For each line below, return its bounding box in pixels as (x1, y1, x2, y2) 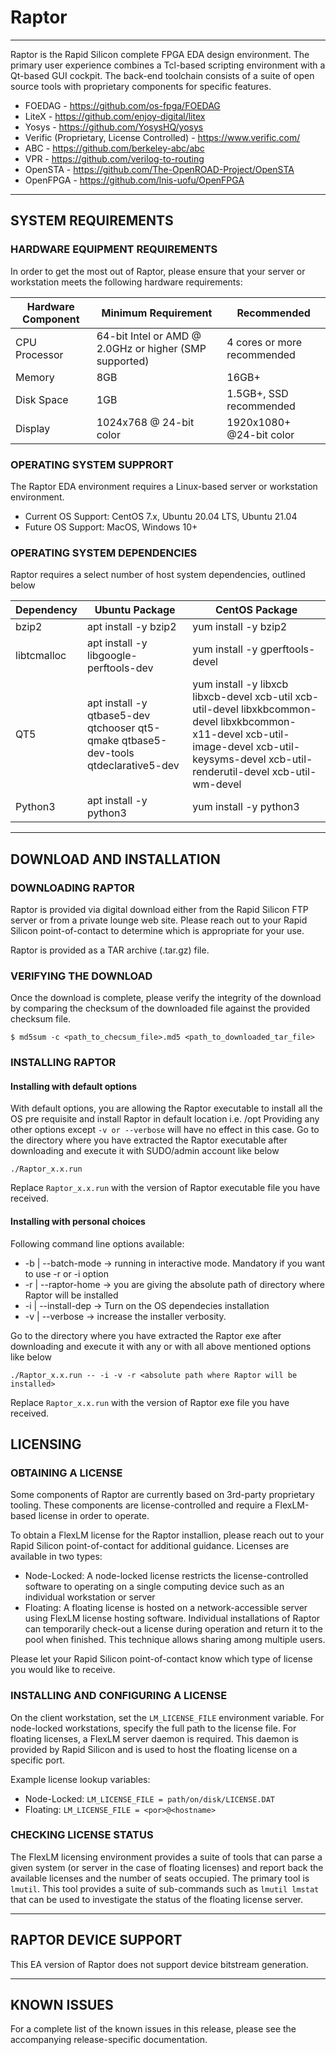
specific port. (10, 1754, 66, 1766)
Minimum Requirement (101, 306, 213, 320)
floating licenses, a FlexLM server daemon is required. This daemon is (10, 1732, 299, 1745)
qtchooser (87, 721, 136, 735)
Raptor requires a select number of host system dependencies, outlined (10, 569, 306, 581)
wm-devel (192, 777, 242, 791)
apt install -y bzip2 (87, 620, 177, 634)
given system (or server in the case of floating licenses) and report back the (10, 1861, 324, 1873)
